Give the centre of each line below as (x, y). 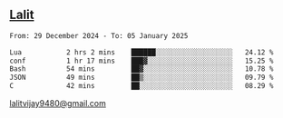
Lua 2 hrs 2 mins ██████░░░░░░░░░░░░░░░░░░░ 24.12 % (141, 52)
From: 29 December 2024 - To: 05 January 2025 (99, 35)
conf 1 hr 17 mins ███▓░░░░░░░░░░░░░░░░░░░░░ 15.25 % (141, 61)
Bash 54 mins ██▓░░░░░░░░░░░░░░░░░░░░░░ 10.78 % (141, 69)
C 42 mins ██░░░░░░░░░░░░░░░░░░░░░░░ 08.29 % (141, 86)
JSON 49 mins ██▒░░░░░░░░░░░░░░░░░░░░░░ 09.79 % (141, 78)
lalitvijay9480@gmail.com (58, 103)
